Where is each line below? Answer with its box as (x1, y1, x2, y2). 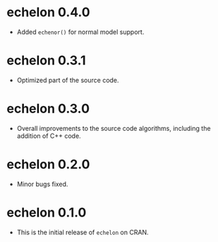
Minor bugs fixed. (16, 180, 68, 188)
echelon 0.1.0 (6, 204, 87, 220)
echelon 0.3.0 (6, 100, 90, 117)
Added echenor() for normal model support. (16, 28, 145, 36)
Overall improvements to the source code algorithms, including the (16, 124, 211, 132)
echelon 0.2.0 (6, 156, 90, 172)
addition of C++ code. (16, 132, 82, 140)
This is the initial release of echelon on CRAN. (16, 228, 149, 236)
